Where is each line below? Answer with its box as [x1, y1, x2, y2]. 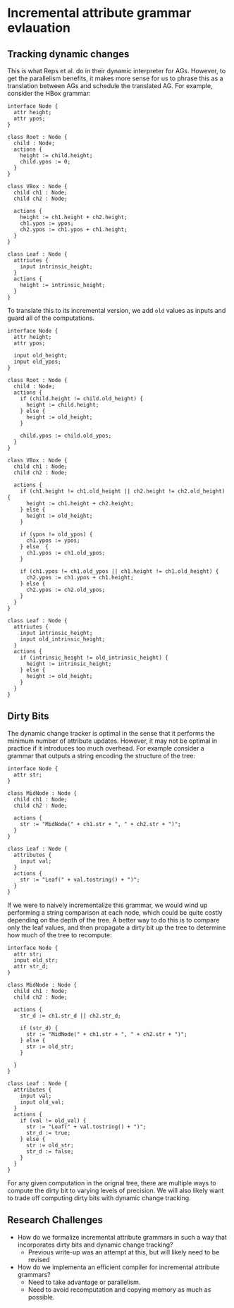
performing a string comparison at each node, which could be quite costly [7, 908, 223, 917]
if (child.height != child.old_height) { [20, 395, 143, 402]
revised [27, 1255, 50, 1264]
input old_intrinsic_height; [20, 636, 106, 643]
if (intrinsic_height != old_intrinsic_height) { [20, 654, 169, 661]
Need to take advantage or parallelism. [27, 1278, 141, 1286]
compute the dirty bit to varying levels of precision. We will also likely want [7, 1186, 224, 1195]
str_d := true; [25, 1129, 71, 1136]
